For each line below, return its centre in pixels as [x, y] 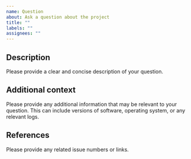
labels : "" [20, 28]
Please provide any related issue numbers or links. [67, 149]
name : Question [25, 11]
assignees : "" [24, 34]
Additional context [41, 90]
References [28, 135]
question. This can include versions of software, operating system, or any [96, 110]
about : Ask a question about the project [58, 17]
